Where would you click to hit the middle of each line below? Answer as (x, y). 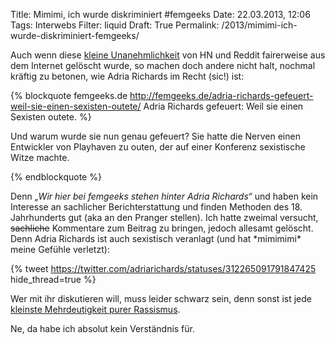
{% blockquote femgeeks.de (69, 95)
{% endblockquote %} (56, 177)
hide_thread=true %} (53, 279)
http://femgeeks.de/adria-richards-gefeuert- (221, 95)
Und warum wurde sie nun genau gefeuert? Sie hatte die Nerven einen (155, 136)
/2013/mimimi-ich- (259, 25)
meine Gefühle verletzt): (60, 249)
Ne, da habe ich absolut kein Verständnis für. (103, 328)
